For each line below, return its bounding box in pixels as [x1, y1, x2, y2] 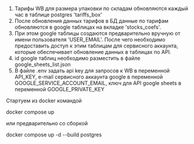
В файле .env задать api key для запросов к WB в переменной [14, 67, 170, 74]
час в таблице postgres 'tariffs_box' [14, 11, 102, 18]
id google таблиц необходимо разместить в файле [14, 55, 141, 61]
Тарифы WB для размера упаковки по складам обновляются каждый [14, 5, 188, 12]
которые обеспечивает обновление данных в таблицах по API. [14, 49, 171, 55]
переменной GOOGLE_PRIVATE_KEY [14, 86, 105, 92]
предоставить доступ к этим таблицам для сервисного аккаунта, [14, 42, 178, 49]
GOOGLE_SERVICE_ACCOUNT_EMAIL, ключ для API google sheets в [14, 80, 182, 87]
